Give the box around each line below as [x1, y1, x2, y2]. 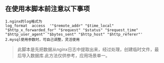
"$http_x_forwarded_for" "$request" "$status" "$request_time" [5, 28, 139, 32]
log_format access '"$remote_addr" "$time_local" [5, 23, 114, 28]
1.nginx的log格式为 [5, 19, 43, 24]
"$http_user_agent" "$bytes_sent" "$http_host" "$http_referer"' [5, 31, 143, 37]
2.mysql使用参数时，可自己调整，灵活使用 [5, 37, 80, 42]
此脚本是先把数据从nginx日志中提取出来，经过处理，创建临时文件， [17, 46, 155, 52]
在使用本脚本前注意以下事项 [5, 4, 90, 13]
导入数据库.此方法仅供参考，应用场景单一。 [21, 52, 110, 58]
